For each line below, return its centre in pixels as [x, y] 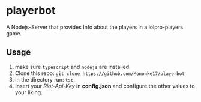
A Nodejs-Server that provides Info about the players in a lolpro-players [95, 27]
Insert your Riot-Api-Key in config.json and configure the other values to [105, 86]
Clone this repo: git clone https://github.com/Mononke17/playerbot [100, 73]
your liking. [29, 92]
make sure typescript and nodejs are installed [72, 67]
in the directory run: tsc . [45, 79]
